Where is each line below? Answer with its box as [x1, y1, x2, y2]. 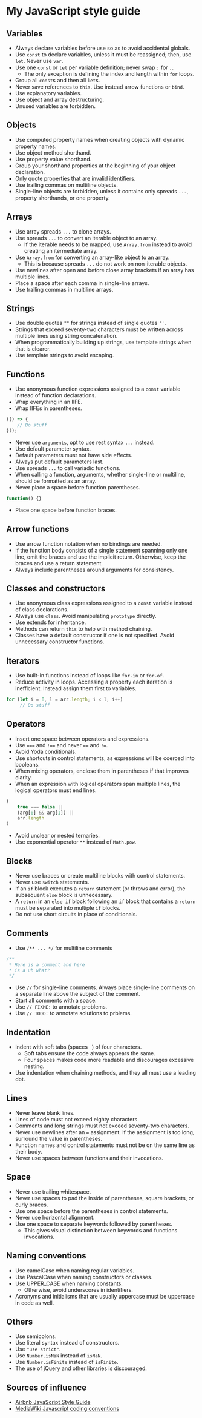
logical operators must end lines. [15, 787, 97, 794]
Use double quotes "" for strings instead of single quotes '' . [15, 320, 166, 327]
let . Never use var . [15, 58, 64, 64]
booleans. [15, 761, 41, 768]
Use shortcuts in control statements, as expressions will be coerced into [15, 754, 195, 762]
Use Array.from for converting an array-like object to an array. [15, 254, 170, 261]
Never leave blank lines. [15, 1109, 75, 1117]
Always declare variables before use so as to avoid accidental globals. [15, 44, 191, 52]
